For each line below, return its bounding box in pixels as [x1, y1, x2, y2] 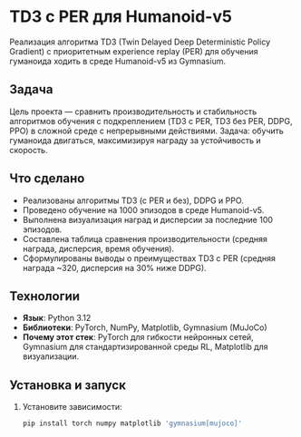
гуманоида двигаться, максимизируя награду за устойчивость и [9, 134, 261, 146]
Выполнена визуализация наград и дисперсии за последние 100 [22, 214, 274, 225]
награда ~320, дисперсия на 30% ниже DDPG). [22, 262, 207, 273]
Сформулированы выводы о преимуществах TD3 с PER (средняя [22, 252, 277, 264]
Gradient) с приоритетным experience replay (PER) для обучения [9, 45, 258, 56]
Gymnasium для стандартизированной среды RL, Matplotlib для [22, 342, 268, 353]
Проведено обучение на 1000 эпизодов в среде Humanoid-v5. [22, 204, 265, 215]
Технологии [9, 288, 80, 304]
